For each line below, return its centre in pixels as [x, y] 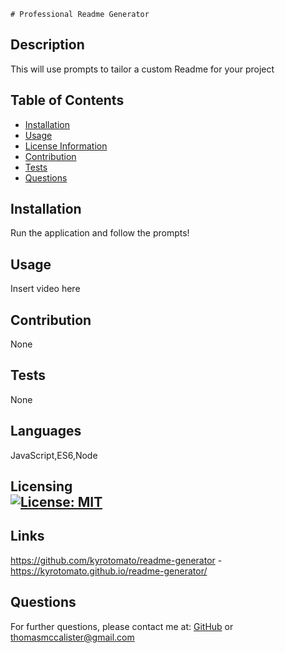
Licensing [41, 486]
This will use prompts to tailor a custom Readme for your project [142, 69]
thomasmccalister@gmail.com [72, 637]
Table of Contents [67, 100]
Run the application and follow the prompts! [100, 233]
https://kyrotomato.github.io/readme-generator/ [109, 571]
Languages [46, 431]
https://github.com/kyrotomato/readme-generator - [116, 560]
